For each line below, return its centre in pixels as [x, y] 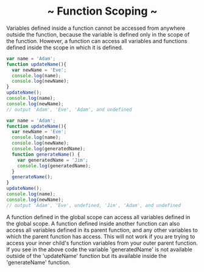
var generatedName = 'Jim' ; [53, 160]
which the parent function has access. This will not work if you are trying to [101, 236]
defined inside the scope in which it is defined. [65, 47]
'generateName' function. [39, 262]
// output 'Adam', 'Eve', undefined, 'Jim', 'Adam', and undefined [94, 205]
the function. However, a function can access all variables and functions [97, 41]
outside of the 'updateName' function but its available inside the [86, 256]
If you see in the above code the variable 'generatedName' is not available [100, 249]
